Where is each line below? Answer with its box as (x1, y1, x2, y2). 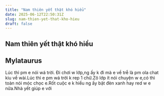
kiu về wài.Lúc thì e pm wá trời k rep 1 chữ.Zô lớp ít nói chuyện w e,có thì (5, 75, 155, 81)
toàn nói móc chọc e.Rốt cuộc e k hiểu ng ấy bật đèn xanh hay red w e (5, 80, 151, 86)
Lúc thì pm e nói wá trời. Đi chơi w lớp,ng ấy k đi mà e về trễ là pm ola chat (5, 70, 159, 76)
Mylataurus (5, 57, 42, 65)
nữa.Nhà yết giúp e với (5, 86, 52, 92)
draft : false (5, 21, 33, 26)
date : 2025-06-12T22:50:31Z (5, 12, 64, 17)
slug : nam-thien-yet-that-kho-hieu (5, 16, 80, 21)
